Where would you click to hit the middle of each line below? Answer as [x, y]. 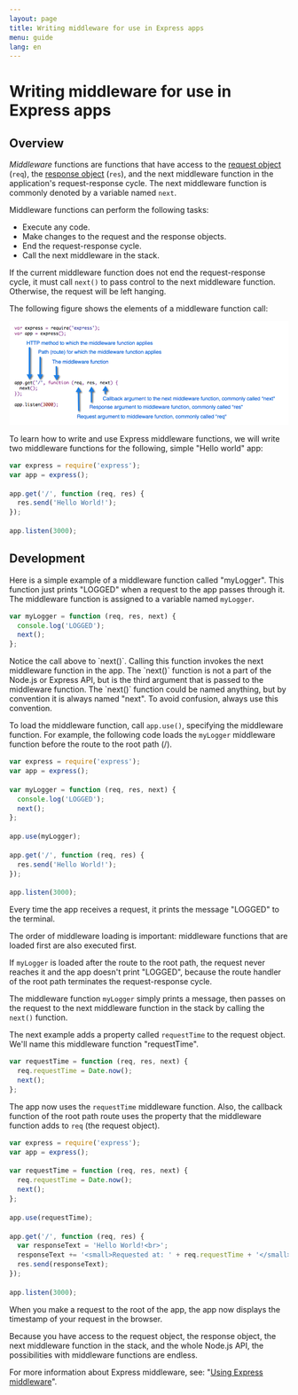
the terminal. [32, 919]
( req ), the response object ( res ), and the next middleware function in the [141, 174]
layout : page [33, 19]
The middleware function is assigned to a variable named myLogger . [132, 599]
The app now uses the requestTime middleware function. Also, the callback [146, 1106]
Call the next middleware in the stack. [90, 255]
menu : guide [31, 37]
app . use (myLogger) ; [45, 837]
